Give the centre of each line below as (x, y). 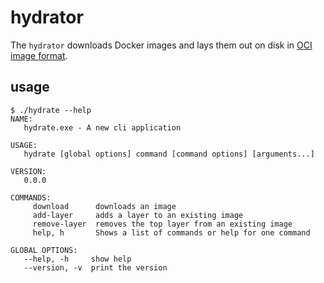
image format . (39, 55)
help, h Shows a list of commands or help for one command (171, 232)
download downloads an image (104, 206)
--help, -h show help (77, 259)
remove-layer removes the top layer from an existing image (162, 224)
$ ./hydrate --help (51, 110)
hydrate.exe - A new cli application (102, 127)
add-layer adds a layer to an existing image (138, 215)
